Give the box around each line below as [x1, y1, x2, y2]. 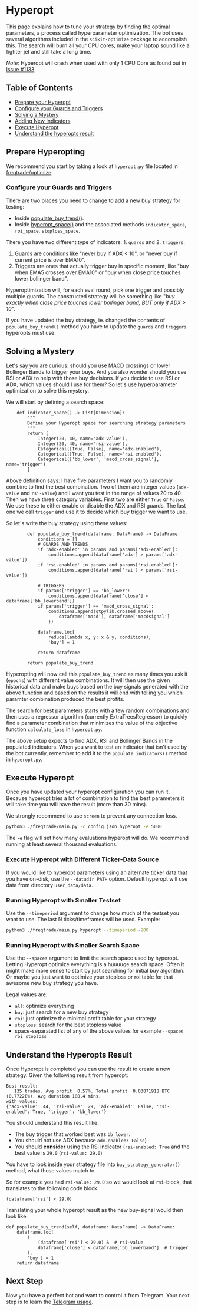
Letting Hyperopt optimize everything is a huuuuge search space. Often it [6, 961, 184, 968]
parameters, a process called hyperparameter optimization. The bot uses [6, 29, 184, 36]
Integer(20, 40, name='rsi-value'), [37, 440, 128, 447]
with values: [6, 1098, 38, 1104]
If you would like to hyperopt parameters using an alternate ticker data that [6, 869, 187, 876]
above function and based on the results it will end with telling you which [6, 689, 183, 696]
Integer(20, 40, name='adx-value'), [37, 436, 128, 442]
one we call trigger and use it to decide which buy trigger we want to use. [6, 508, 187, 515]
